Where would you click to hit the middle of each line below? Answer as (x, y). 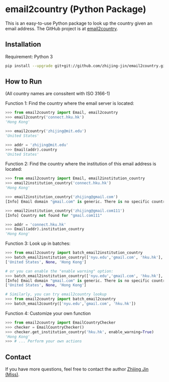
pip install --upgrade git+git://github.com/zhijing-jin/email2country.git (86, 66)
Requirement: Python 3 (29, 56)
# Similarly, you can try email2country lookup (56, 294)
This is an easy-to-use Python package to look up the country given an (79, 23)
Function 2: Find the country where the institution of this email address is (81, 164)
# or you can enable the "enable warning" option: (59, 271)
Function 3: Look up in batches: (38, 243)
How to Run (24, 82)
